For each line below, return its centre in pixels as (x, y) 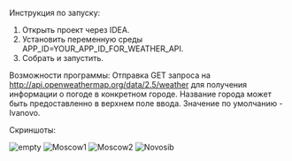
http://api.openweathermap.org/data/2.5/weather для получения (128, 84)
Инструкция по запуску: (55, 13)
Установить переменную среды (82, 39)
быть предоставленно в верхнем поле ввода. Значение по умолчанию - (146, 103)
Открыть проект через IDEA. (76, 30)
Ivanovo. (25, 113)
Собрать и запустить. (63, 58)
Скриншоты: (32, 130)
